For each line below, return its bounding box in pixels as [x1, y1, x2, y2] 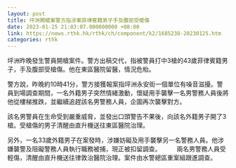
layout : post [7, 10, 46, 17]
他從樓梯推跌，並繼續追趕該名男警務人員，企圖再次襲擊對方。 [7, 97, 186, 106]
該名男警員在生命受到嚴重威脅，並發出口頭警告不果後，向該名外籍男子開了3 [7, 113, 227, 121]
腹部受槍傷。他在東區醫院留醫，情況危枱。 [31, 65, 155, 73]
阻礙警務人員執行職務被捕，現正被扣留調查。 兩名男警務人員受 [31, 145, 226, 153]
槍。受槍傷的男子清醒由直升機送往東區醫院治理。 [7, 121, 149, 129]
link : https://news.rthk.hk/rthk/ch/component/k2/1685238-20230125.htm [7, 29, 221, 37]
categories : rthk [7, 36, 58, 43]
